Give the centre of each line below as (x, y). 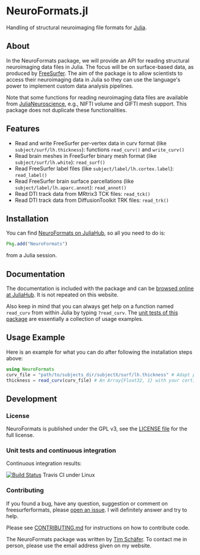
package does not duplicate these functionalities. (67, 110)
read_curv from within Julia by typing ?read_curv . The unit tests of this (92, 313)
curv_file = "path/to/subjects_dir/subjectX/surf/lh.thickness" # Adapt (98, 375)
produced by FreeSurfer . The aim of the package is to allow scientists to (94, 73)
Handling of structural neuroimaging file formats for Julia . (76, 27)
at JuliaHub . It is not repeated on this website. (62, 295)
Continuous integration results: (44, 463)
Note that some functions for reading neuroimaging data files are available (97, 97)
